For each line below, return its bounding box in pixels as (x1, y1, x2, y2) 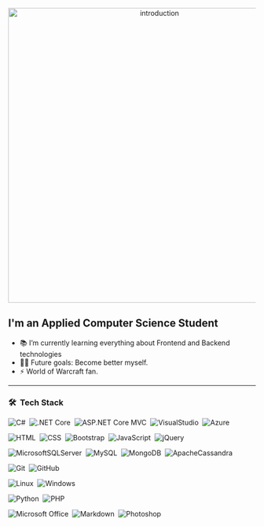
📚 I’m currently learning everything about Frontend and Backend (19, 338, 230, 348)
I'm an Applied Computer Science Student (8, 317, 218, 330)
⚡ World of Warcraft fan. (19, 366, 98, 376)
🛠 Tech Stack (8, 397, 64, 408)
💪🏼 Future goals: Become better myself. (19, 358, 148, 367)
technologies (19, 349, 62, 359)
